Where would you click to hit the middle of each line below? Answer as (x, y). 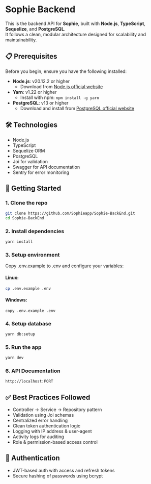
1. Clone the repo (26, 202)
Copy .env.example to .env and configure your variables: (65, 266)
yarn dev (14, 358)
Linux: (12, 278)
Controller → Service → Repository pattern (57, 410)
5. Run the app (23, 347)
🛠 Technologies (31, 125)
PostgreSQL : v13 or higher (40, 103)
